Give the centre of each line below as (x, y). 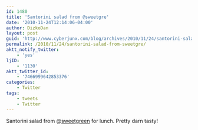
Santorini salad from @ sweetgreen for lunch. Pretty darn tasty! (82, 121)
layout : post (22, 33)
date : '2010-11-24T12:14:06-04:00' (50, 22)
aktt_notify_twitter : (33, 50)
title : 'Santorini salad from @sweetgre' (58, 17)
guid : (13, 39)
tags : (13, 93)
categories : (21, 83)
